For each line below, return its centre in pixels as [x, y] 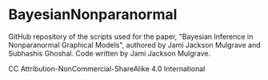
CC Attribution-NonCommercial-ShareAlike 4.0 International [107, 68]
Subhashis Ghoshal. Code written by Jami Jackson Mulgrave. [110, 53]
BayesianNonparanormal [93, 15]
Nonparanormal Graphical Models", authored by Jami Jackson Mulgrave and [134, 44]
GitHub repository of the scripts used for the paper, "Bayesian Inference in [131, 36]
